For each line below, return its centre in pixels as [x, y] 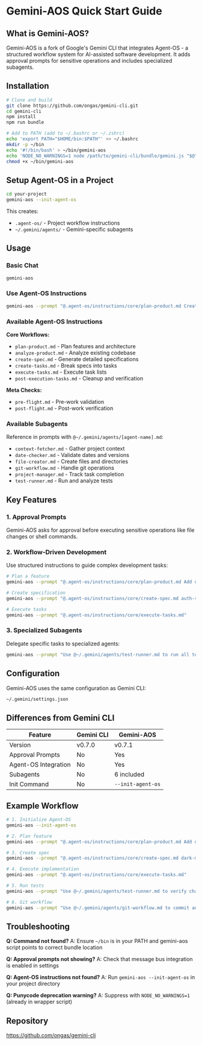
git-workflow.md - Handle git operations [64, 468]
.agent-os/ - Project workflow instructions [67, 223]
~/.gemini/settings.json [37, 699]
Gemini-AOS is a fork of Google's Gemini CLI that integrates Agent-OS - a [97, 48]
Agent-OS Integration [40, 765]
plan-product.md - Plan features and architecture [75, 347]
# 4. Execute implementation [43, 869]
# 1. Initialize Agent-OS [38, 820]
